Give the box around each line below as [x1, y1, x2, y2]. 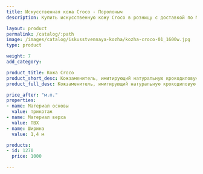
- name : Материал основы [6, 103, 69, 109]
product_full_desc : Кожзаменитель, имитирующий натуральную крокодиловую [6, 81, 196, 87]
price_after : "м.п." [6, 92, 59, 98]
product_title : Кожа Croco [6, 69, 74, 76]
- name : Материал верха [6, 114, 66, 120]
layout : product [6, 25, 47, 31]
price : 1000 [11, 153, 42, 159]
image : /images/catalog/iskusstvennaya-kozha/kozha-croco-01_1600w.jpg [6, 37, 190, 43]
